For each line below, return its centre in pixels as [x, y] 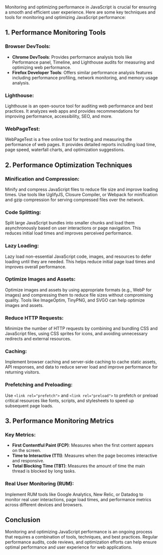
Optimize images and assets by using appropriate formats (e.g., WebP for [78, 290]
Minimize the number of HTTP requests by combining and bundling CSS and [81, 328]
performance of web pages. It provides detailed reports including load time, [81, 145]
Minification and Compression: [42, 179]
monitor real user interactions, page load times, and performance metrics [78, 499]
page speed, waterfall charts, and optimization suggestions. [65, 150]
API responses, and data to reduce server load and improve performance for [81, 367]
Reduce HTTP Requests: [34, 318]
